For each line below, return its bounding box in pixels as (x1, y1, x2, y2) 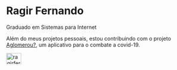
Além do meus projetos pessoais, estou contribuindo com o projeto (6, 35, 172, 42)
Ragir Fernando (6, 4, 84, 18)
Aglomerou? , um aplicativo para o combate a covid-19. (6, 41, 140, 48)
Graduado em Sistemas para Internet (6, 24, 97, 31)
